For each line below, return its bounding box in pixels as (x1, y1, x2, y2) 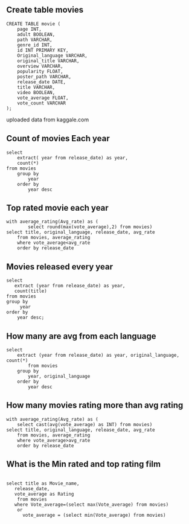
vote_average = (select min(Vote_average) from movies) (22, 512, 166, 518)
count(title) (14, 288, 47, 295)
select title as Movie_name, (6, 480, 80, 487)
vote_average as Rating (14, 491, 74, 497)
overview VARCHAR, (17, 63, 63, 69)
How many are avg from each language (6, 331, 156, 341)
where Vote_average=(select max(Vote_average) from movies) (14, 501, 169, 508)
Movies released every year (6, 261, 114, 272)
